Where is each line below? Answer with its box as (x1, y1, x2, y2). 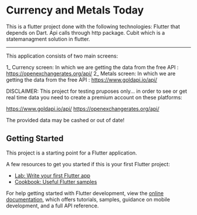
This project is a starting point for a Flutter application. (6, 149, 137, 156)
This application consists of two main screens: (6, 52, 118, 59)
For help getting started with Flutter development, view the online (6, 189, 164, 197)
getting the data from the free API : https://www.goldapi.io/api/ (6, 76, 157, 83)
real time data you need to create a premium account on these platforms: (6, 93, 183, 100)
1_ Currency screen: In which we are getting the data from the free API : (6, 63, 179, 70)
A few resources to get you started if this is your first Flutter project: (6, 160, 170, 167)
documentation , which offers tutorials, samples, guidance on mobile (6, 196, 170, 203)
